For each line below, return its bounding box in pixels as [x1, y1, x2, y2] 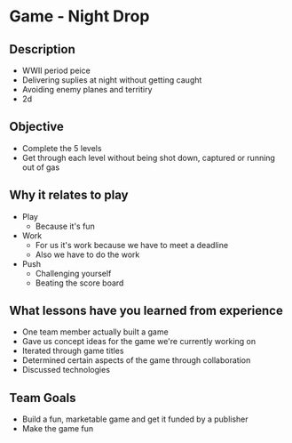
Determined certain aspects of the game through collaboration [21, 355, 251, 366]
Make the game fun [21, 423, 94, 434]
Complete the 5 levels [21, 142, 102, 153]
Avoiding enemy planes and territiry [21, 85, 153, 94]
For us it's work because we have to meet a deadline [35, 239, 229, 250]
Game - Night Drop [9, 6, 150, 27]
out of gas [21, 162, 60, 173]
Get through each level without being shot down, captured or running [21, 152, 275, 163]
